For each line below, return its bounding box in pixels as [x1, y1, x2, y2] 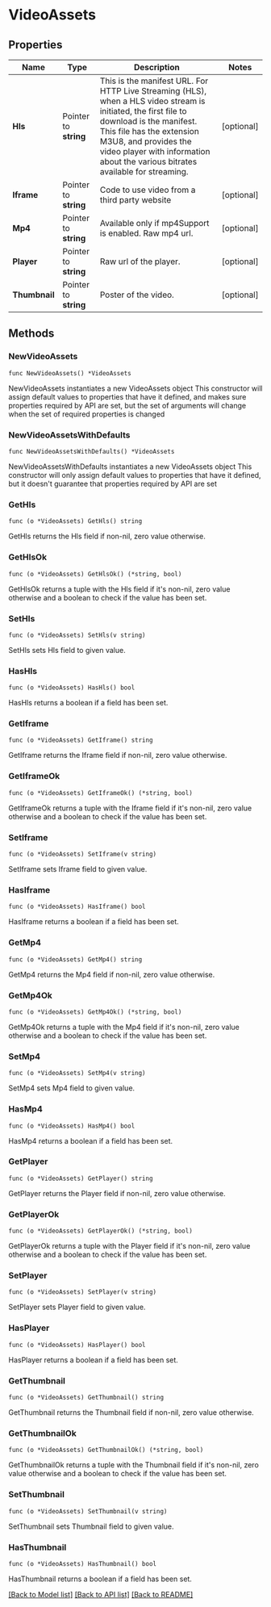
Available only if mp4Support [99, 218, 210, 228]
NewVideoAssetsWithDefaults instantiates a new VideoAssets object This [8, 462, 252, 471]
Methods [8, 327, 55, 341]
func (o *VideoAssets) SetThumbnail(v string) [8, 1507, 168, 1515]
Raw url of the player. [99, 256, 181, 267]
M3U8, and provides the [99, 136, 192, 147]
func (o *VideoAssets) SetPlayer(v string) [8, 1288, 157, 1296]
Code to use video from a [99, 184, 196, 195]
